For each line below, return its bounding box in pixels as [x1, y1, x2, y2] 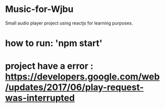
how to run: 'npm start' [5, 37, 103, 49]
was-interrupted [5, 92, 75, 103]
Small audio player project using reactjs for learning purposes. [5, 20, 133, 26]
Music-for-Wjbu [5, 3, 74, 15]
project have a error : [5, 60, 94, 72]
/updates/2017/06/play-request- [5, 81, 144, 93]
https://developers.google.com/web [5, 71, 160, 82]
